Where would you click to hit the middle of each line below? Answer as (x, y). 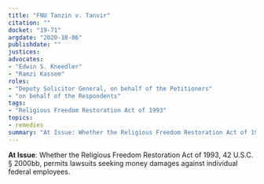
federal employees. (39, 171)
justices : (24, 52)
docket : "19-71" (35, 30)
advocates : (26, 60)
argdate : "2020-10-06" (45, 37)
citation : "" (29, 23)
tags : (17, 103)
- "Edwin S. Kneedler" (45, 67)
